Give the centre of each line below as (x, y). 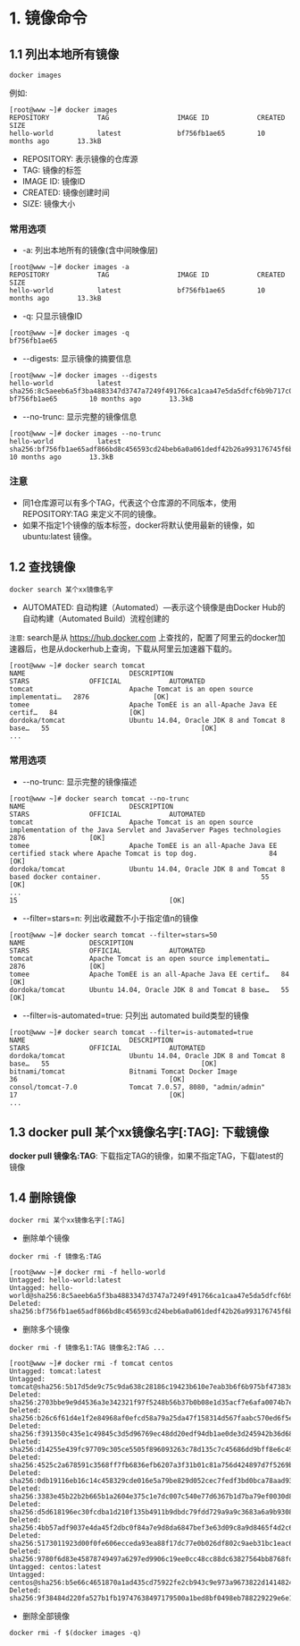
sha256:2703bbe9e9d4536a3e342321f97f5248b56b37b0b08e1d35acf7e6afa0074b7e (151, 1403)
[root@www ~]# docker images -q (69, 333)
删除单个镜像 (46, 1238)
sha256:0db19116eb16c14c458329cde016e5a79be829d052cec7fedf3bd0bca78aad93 (151, 1481)
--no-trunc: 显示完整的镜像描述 (79, 781)
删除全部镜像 (46, 1616)
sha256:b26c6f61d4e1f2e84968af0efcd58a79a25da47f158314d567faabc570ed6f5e (151, 1419)
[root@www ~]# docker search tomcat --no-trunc (100, 798)
